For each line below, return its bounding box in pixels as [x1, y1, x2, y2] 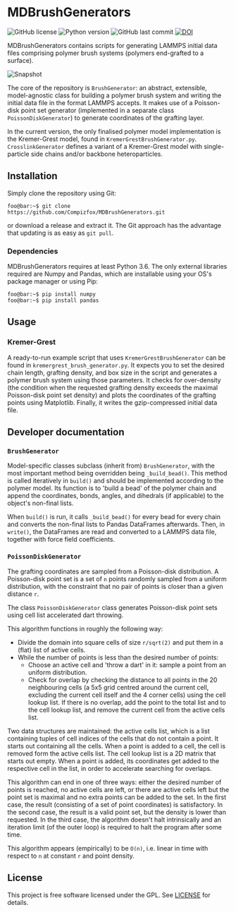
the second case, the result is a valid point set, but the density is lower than [7, 808, 227, 816]
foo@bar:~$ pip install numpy [7, 291, 97, 298]
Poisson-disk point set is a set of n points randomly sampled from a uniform [7, 574, 227, 583]
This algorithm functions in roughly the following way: [7, 624, 163, 633]
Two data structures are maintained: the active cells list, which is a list [7, 726, 210, 735]
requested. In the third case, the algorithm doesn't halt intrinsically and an [7, 815, 222, 824]
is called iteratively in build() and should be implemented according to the [7, 477, 224, 485]
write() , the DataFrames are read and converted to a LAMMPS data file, [7, 528, 217, 536]
